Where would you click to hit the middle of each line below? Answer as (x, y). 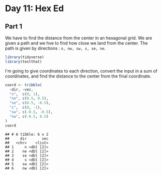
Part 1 (14, 26)
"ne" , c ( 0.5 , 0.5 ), (29, 98)
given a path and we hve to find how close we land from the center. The (77, 43)
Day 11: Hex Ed (35, 8)
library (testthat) (23, 62)
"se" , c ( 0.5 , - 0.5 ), (30, 103)
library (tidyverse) (25, 57)
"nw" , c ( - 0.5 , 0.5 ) (29, 116)
